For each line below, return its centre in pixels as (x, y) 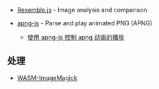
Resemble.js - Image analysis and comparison (82, 10)
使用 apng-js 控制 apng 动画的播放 (76, 37)
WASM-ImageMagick (47, 77)
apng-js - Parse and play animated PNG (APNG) (85, 23)
